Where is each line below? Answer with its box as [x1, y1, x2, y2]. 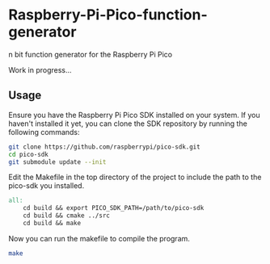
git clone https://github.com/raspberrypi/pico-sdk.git [8, 143, 200, 151]
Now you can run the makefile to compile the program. [8, 233, 190, 243]
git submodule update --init [8, 157, 107, 166]
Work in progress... [8, 65, 72, 74]
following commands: [8, 127, 80, 136]
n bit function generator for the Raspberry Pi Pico [8, 49, 172, 59]
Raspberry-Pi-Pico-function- [8, 6, 208, 24]
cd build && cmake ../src [23, 212, 111, 220]
